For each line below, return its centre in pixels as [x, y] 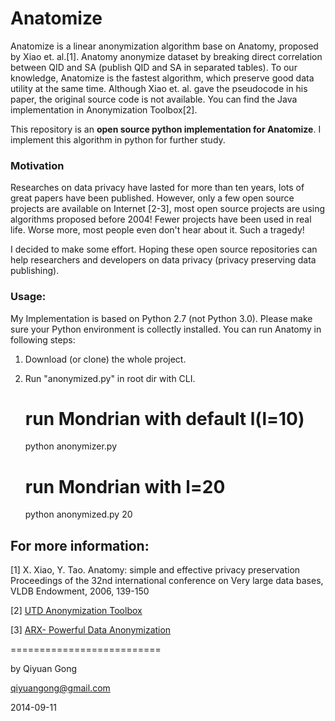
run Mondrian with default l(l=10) [164, 418]
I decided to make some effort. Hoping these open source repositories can [164, 249]
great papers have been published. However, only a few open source [152, 198]
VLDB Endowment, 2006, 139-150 [80, 591]
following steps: [43, 339]
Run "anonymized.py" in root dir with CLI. [110, 378]
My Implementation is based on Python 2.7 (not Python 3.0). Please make [161, 318]
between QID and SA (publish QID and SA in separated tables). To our [154, 67]
